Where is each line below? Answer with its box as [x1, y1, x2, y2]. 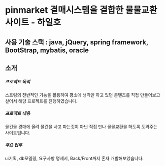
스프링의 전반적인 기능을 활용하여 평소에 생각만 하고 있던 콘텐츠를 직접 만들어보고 [5, 92, 161, 98]
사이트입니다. [5, 130, 31, 135]
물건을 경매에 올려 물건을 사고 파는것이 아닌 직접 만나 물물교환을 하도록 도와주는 [5, 124, 158, 130]
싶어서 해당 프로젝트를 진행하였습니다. [5, 98, 78, 104]
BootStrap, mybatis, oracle [5, 46, 89, 54]
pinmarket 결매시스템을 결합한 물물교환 [5, 4, 158, 16]
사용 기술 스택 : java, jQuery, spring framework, [5, 38, 149, 46]
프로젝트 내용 [5, 110, 31, 116]
